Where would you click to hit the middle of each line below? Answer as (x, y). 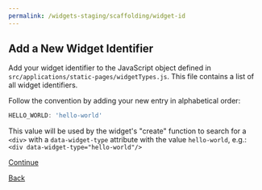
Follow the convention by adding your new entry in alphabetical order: (125, 101)
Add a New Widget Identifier (81, 49)
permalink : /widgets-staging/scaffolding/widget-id (97, 16)
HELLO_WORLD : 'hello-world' (56, 116)
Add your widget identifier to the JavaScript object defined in (110, 68)
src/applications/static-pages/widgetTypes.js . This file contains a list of (131, 77)
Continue (23, 163)
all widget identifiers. (43, 85)
